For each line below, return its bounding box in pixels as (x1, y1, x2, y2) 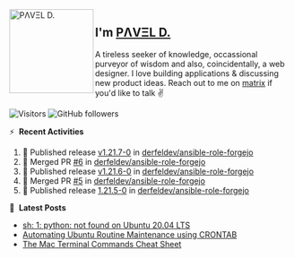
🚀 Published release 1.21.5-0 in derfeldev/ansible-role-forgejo (22, 185, 249, 195)
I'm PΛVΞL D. (95, 25, 171, 40)
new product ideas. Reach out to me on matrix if (95, 77, 273, 88)
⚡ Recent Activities (9, 125, 84, 137)
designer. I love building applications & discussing (95, 67, 280, 79)
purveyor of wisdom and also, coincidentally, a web (95, 58, 285, 69)
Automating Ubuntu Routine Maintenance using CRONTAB (22, 228, 238, 240)
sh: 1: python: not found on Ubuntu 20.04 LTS (22, 219, 191, 230)
